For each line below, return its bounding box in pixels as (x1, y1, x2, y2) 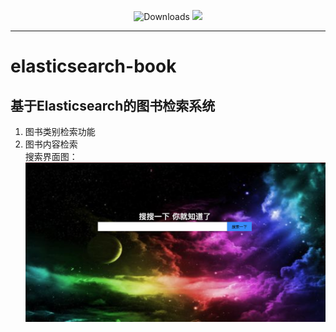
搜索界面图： (24, 151, 78, 162)
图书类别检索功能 (24, 126, 96, 137)
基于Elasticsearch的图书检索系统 (10, 97, 216, 114)
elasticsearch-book (10, 55, 177, 78)
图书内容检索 (24, 138, 78, 150)
